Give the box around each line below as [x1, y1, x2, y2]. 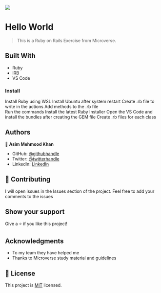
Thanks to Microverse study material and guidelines [12, 255, 117, 261]
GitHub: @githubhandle [12, 151, 60, 157]
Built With [5, 52, 36, 60]
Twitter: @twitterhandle [12, 156, 60, 161]
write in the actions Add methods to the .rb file [5, 104, 99, 110]
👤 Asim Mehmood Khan [5, 141, 54, 147]
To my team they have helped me [12, 250, 80, 256]
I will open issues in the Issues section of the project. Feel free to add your [5, 188, 155, 194]
